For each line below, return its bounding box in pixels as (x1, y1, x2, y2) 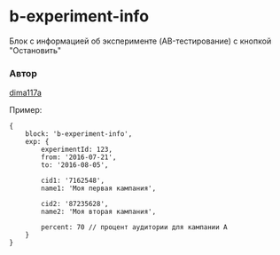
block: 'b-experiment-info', (25, 130, 133, 139)
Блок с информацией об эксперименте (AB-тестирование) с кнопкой (9, 36, 272, 46)
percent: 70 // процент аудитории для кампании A (41, 223, 228, 232)
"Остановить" (9, 44, 62, 55)
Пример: (9, 105, 43, 116)
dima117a (9, 87, 43, 99)
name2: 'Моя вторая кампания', (41, 207, 157, 217)
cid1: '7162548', (41, 176, 105, 186)
